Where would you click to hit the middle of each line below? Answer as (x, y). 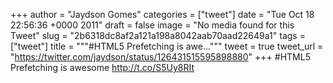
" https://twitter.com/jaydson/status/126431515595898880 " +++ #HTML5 (160, 57)
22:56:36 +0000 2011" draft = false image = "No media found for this (152, 25)
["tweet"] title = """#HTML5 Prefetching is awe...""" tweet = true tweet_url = (167, 46)
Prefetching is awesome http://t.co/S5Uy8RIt (102, 67)
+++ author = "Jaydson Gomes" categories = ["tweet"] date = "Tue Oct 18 (162, 14)
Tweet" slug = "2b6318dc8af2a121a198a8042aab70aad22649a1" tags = (158, 35)
